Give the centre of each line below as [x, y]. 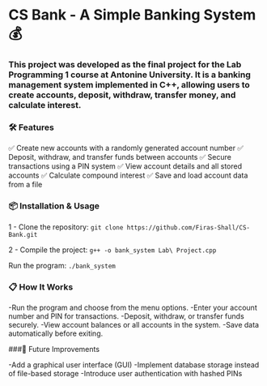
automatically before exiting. [56, 333]
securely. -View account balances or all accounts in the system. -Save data [134, 325]
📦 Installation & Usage [54, 206]
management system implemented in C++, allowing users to [129, 85]
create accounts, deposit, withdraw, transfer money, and [122, 95]
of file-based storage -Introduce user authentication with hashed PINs [125, 373]
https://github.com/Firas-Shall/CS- [189, 227]
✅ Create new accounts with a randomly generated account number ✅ [126, 148]
